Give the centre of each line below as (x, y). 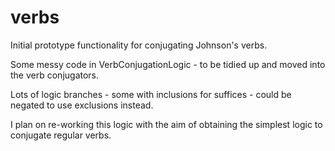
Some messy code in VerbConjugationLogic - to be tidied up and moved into (168, 64)
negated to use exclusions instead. (82, 105)
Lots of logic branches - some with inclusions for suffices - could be (151, 94)
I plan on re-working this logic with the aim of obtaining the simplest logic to (166, 124)
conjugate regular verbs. (61, 135)
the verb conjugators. (55, 75)
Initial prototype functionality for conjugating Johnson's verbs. (139, 45)
